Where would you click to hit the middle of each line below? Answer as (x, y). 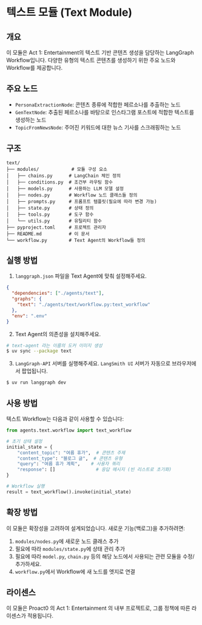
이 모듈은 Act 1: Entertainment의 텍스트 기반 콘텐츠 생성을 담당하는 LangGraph (100, 53)
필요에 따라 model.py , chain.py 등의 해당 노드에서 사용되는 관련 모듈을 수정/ (105, 556)
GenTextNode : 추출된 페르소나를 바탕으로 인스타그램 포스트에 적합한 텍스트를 (104, 112)
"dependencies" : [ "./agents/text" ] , (58, 293)
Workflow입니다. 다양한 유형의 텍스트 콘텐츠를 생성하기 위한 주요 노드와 (91, 60)
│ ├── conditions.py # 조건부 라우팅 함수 (60, 182)
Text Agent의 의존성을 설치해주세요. (58, 334)
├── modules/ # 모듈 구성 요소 (57, 169)
